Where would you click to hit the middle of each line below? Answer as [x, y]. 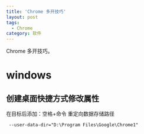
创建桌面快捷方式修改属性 [53, 98]
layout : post [22, 17]
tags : [13, 22]
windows [29, 75]
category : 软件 [24, 34]
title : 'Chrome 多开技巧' [36, 12]
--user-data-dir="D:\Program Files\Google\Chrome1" [73, 125]
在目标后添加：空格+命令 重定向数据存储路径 [60, 114]
